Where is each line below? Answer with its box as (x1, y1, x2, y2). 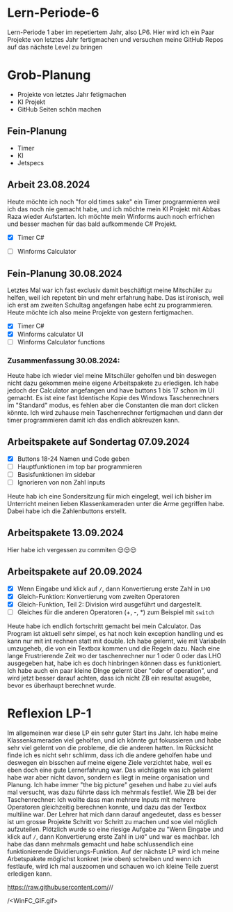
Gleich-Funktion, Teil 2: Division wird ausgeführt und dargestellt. (17, 600, 202, 608)
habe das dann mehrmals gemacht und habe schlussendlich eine (7, 839, 194, 848)
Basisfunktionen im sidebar (17, 470, 96, 478)
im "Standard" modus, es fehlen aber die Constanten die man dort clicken (7, 401, 219, 409)
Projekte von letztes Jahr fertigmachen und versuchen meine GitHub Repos (7, 35, 224, 43)
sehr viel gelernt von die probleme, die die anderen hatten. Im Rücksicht (7, 743, 214, 752)
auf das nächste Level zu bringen (7, 43, 103, 51)
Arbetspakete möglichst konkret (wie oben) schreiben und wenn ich (7, 854, 202, 862)
